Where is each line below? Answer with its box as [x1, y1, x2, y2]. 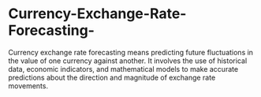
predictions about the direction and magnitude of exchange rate [8, 73, 216, 82]
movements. [8, 80, 49, 91]
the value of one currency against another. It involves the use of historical [8, 56, 248, 65]
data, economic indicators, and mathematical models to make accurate [8, 64, 239, 73]
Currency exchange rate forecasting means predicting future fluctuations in [8, 47, 254, 57]
